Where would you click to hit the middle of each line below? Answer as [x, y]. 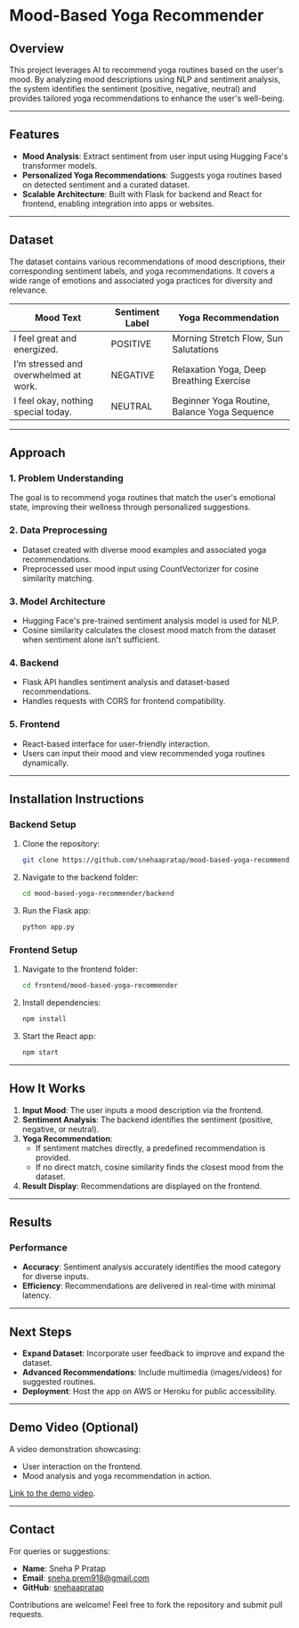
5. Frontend [35, 724]
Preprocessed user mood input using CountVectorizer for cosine [141, 568]
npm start [40, 1052]
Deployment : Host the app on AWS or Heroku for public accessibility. [149, 1392]
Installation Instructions [77, 799]
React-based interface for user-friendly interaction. [116, 744]
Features [34, 135]
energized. [36, 349]
